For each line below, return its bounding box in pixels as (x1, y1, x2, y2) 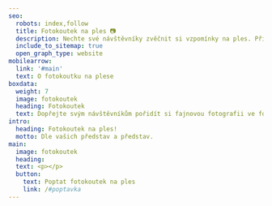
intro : (8, 118, 31, 126)
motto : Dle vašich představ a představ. (15, 132, 154, 140)
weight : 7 (15, 87, 49, 96)
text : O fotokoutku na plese (15, 72, 114, 80)
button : (15, 170, 42, 178)
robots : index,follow (15, 19, 89, 28)
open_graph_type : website (15, 49, 104, 58)
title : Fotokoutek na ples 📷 (15, 27, 117, 35)
